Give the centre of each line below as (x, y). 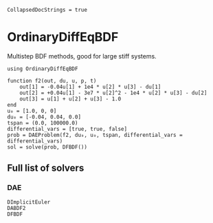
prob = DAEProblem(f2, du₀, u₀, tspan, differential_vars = (95, 135)
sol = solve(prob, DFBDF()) (47, 147)
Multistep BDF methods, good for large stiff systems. (82, 56)
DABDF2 (16, 208)
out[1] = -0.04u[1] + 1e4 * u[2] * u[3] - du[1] (90, 87)
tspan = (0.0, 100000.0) (43, 123)
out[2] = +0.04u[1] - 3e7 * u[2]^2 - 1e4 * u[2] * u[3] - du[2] (113, 93)
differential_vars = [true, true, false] (67, 129)
